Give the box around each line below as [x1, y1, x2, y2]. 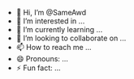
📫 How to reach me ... [15, 43, 92, 52]
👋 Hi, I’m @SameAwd [15, 8, 87, 17]
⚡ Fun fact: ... [15, 63, 61, 73]
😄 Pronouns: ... [15, 54, 69, 64]
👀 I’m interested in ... [15, 16, 85, 26]
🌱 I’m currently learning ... [15, 25, 103, 34]
